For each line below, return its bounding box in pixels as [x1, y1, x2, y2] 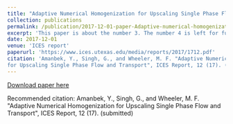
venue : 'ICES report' [7, 42, 70, 49]
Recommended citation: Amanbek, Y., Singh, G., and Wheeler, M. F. [7, 94, 200, 103]
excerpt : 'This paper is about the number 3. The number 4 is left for [7, 29, 218, 37]
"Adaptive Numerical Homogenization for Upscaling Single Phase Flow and [7, 101, 221, 109]
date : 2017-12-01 [7, 36, 58, 43]
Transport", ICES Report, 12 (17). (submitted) [7, 109, 134, 117]
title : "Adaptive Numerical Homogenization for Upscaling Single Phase [7, 10, 218, 17]
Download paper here [7, 80, 69, 89]
